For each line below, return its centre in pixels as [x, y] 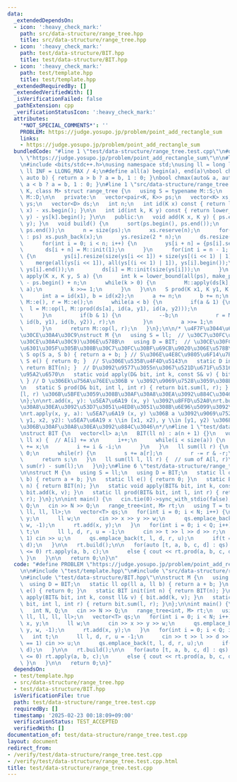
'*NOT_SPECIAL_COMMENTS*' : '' [65, 125]
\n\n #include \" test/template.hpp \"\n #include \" [95, 571]
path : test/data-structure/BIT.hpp [72, 54]
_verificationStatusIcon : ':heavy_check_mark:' [85, 112]
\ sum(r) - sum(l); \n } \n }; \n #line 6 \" [83, 466]
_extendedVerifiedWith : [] [53, 92]
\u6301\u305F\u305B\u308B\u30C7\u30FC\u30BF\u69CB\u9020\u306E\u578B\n [127, 348]
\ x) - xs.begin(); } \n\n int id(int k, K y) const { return [115, 211]
